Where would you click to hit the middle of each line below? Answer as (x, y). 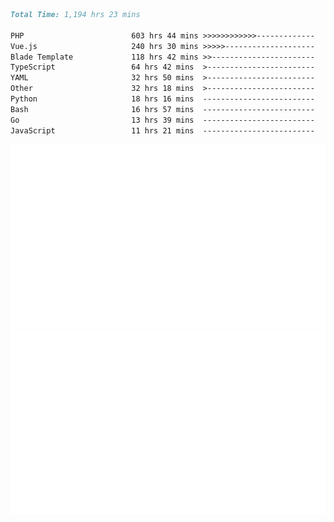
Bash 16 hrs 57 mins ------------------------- (162, 109)
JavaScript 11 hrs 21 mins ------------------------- (162, 130)
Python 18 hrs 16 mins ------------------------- (162, 99)
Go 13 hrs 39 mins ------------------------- (162, 120)
